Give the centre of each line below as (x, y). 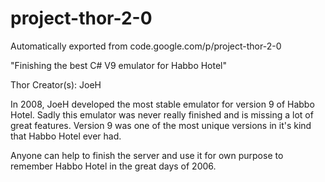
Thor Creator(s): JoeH (56, 84)
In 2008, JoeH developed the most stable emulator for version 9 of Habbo (162, 104)
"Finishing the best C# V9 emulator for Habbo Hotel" (119, 65)
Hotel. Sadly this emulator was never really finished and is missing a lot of (162, 114)
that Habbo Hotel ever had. (66, 136)
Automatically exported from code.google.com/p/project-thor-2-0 (146, 46)
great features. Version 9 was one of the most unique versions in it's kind (161, 125)
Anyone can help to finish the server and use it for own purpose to (147, 155)
